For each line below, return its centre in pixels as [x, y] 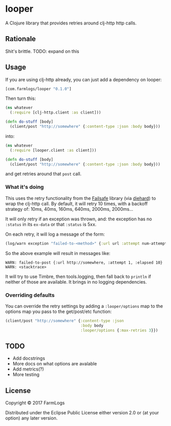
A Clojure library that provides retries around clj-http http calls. [71, 23]
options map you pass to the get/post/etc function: [59, 311]
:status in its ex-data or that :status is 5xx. [51, 224]
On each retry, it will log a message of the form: [55, 234]
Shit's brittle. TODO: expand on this [42, 51]
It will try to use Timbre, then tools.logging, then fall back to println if [78, 276]
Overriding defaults [30, 295]
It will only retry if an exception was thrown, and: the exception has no [79, 219]
